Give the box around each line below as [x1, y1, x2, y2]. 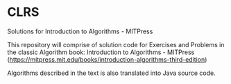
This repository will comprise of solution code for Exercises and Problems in [7, 40, 225, 49]
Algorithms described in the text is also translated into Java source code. [7, 69, 216, 77]
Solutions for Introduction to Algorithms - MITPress [7, 27, 153, 35]
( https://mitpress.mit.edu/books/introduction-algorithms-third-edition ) [7, 55, 207, 63]
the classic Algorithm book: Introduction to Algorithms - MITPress [7, 48, 195, 56]
